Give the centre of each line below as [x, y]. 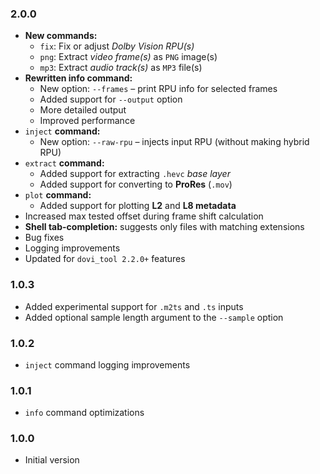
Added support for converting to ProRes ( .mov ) [136, 184]
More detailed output [83, 110]
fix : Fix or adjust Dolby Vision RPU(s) [117, 46]
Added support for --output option [111, 99]
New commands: [61, 36]
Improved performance [87, 121]
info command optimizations [84, 413]
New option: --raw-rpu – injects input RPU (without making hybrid [174, 142]
